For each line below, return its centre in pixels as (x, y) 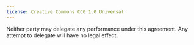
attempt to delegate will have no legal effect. (62, 35)
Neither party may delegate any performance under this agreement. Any (97, 29)
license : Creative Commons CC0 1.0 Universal (65, 12)
